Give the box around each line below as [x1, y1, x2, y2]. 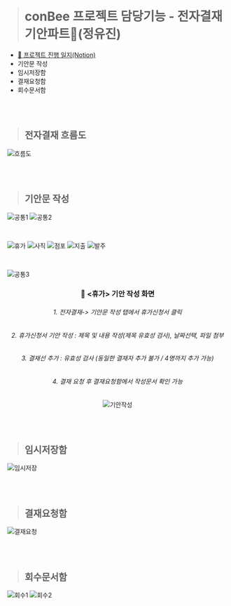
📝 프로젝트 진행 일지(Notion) [17, 51, 96, 59]
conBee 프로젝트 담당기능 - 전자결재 [24, 8, 223, 25]
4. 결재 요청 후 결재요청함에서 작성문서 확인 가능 [52, 377, 183, 386]
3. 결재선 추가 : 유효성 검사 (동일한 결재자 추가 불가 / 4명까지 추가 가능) [21, 354, 214, 362]
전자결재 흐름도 [24, 129, 87, 141]
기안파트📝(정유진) [24, 26, 121, 42]
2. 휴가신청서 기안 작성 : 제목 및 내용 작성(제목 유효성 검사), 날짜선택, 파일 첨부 [11, 331, 224, 339]
